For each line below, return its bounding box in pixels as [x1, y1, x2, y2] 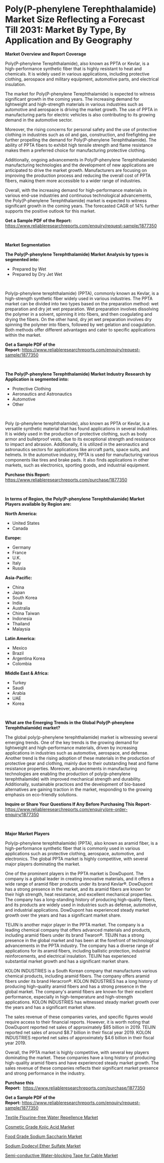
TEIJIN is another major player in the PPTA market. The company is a [5, 921, 144, 927]
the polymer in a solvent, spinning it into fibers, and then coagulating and [5, 311, 153, 317]
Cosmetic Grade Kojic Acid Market [5, 1124, 75, 1130]
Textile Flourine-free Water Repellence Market [5, 1114, 98, 1120]
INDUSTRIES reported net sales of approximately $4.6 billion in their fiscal [5, 1034, 154, 1040]
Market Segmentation [5, 242, 50, 247]
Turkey [12, 679, 26, 685]
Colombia [12, 660, 32, 666]
